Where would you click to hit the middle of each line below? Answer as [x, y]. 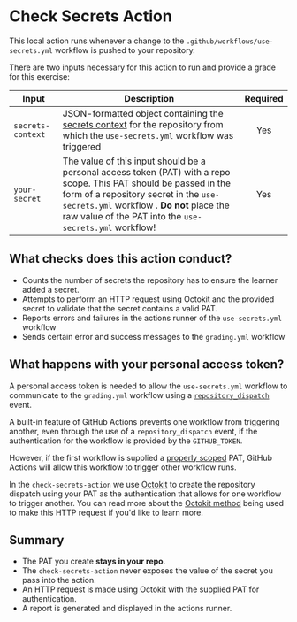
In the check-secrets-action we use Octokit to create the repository [132, 484]
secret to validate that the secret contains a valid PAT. [120, 308]
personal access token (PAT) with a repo [146, 172]
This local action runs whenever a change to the [97, 41]
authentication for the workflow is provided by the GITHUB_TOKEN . [126, 441]
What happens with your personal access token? [147, 365]
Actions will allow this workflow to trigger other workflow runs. [123, 467]
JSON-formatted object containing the [143, 113]
